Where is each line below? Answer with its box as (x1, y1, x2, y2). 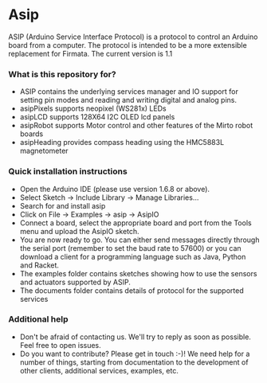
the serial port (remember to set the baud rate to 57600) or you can (19, 243, 241, 252)
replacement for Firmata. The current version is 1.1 (8, 49, 173, 58)
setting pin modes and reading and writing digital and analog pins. (19, 96, 238, 105)
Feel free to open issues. (19, 340, 101, 350)
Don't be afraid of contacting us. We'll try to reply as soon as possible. (19, 332, 251, 342)
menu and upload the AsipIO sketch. (19, 226, 139, 236)
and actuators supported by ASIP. (19, 277, 132, 287)
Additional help (8, 314, 69, 325)
